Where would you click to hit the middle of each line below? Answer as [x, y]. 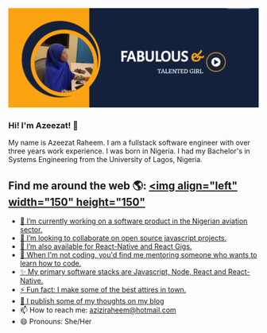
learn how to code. [50, 263]
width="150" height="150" [77, 202]
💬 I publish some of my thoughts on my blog [92, 300]
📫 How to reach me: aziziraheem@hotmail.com [98, 310]
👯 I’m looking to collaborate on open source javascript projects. [123, 238]
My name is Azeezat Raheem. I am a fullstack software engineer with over [129, 143]
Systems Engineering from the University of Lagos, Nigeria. [105, 160]
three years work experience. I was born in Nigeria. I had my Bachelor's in [129, 151]
